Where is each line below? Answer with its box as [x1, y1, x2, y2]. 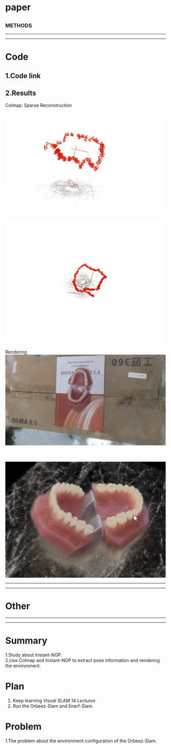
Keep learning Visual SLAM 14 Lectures [12, 697, 96, 703]
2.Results [5, 88, 37, 97]
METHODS [5, 22, 32, 29]
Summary [5, 635, 47, 647]
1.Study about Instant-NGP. [5, 651, 63, 658]
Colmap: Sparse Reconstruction [5, 102, 72, 108]
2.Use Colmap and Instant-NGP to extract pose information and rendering [5, 657, 160, 663]
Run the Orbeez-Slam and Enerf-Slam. [12, 702, 94, 709]
